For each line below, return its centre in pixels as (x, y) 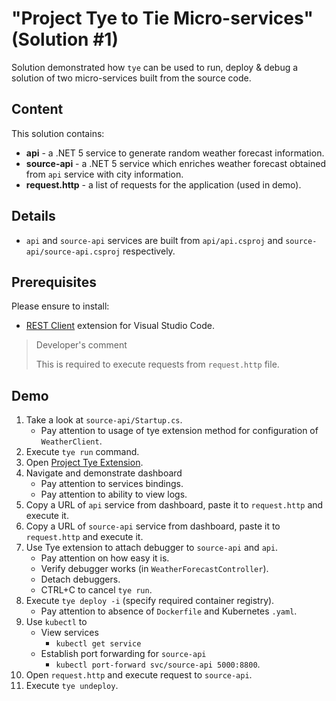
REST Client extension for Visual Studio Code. (120, 326)
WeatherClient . (71, 441)
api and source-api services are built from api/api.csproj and (154, 240)
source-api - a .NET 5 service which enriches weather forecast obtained (175, 163)
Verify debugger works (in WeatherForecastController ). (154, 569)
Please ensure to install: (60, 306)
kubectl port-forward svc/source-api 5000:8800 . (158, 664)
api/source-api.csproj (73, 252)
